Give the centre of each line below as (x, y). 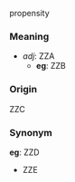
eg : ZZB (51, 66)
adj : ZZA (38, 56)
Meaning (29, 36)
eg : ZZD (24, 152)
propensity (29, 13)
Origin (23, 90)
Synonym (31, 132)
